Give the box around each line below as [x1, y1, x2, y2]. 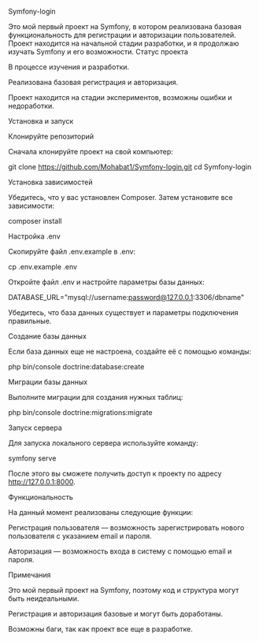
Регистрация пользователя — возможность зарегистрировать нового [8, 523, 245, 532]
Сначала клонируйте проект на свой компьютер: [8, 147, 173, 156]
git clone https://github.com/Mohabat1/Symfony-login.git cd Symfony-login [8, 162, 252, 172]
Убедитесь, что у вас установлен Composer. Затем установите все [8, 193, 234, 202]
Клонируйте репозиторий [8, 132, 94, 141]
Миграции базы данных [8, 377, 88, 387]
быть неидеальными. [8, 594, 80, 603]
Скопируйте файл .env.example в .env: [8, 247, 136, 256]
